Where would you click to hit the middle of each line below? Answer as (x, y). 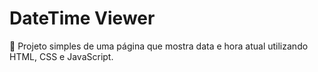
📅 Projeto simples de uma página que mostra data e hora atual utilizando (159, 46)
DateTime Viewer (82, 18)
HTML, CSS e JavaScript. (61, 56)
